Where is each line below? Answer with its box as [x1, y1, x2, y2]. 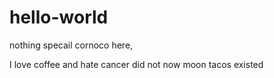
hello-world [9, 6, 109, 29]
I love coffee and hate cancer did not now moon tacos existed [9, 58, 264, 70]
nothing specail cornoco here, [9, 39, 134, 51]
